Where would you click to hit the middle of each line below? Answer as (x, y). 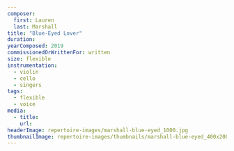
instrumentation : (32, 65)
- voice (25, 104)
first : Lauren (34, 20)
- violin (26, 72)
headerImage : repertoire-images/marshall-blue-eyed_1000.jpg (98, 130)
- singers (28, 85)
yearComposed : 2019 (36, 46)
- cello (25, 78)
